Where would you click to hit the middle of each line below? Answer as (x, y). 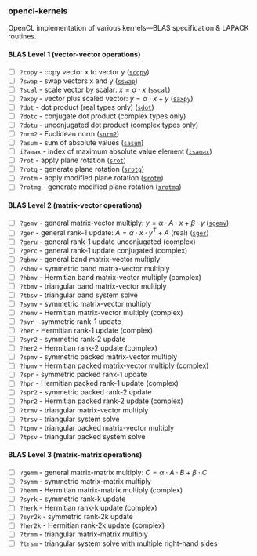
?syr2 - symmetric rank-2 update (72, 340)
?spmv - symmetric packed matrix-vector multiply (98, 357)
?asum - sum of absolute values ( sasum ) (81, 142)
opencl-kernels (38, 11)
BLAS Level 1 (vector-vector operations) (74, 54)
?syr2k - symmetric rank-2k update (76, 517)
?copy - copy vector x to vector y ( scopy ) (85, 71)
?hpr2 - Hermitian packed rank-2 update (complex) (101, 401)
